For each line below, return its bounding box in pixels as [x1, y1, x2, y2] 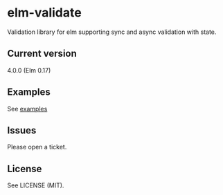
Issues [7, 124, 37, 136]
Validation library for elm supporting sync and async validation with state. [7, 28, 217, 36]
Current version [7, 48, 78, 59]
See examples [7, 104, 48, 113]
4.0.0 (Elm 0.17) [7, 66, 51, 74]
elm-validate [7, 5, 82, 21]
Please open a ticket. [7, 143, 67, 151]
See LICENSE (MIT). [7, 181, 64, 189]
